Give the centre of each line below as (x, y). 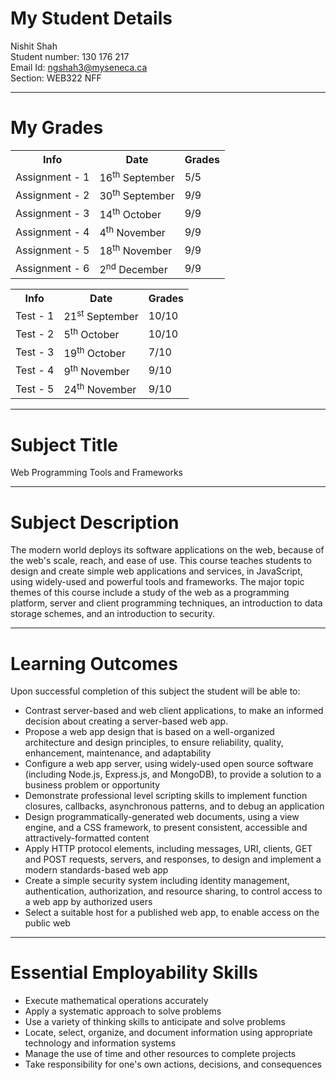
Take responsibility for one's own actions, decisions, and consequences (173, 1064)
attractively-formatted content (87, 838)
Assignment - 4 (52, 232)
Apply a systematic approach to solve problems (123, 1011)
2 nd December (133, 268)
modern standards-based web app (96, 870)
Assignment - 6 (52, 269)
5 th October (91, 334)
